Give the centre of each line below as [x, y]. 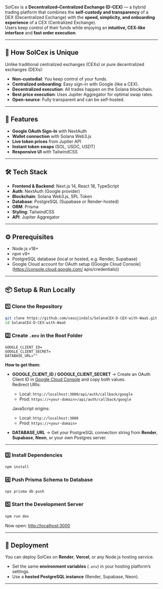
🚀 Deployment [27, 545]
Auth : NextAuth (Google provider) [46, 191]
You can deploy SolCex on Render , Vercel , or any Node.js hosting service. [80, 557]
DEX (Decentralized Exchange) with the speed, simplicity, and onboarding [80, 17]
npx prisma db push [25, 492]
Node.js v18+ [25, 249]
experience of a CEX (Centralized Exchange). [51, 22]
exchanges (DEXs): [24, 69]
